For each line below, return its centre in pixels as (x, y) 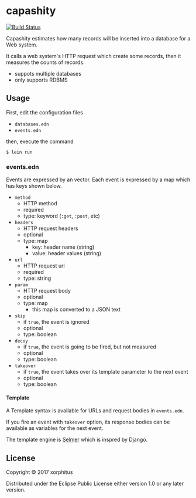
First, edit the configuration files (44, 112)
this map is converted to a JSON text (76, 310)
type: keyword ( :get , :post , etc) (62, 216)
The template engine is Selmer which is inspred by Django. (77, 440)
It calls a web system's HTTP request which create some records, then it (94, 56)
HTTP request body (47, 291)
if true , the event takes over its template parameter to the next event (106, 372)
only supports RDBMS (41, 80)
